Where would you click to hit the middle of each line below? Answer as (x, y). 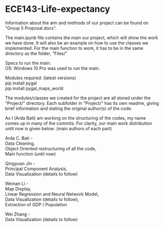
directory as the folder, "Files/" (36, 53)
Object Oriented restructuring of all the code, (51, 148)
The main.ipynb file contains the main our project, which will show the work (82, 38)
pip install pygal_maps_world (34, 88)
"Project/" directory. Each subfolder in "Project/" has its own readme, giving (82, 103)
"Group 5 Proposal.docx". (31, 28)
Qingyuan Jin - (20, 163)
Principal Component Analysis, (36, 169)
